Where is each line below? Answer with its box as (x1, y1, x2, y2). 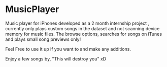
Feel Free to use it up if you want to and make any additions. (5, 46, 131, 52)
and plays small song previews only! (5, 36, 81, 42)
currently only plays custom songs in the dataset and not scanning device (5, 25, 160, 31)
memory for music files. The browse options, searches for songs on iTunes (5, 31, 162, 37)
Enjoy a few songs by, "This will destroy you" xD (5, 55, 107, 61)
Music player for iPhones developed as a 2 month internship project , (5, 20, 150, 26)
